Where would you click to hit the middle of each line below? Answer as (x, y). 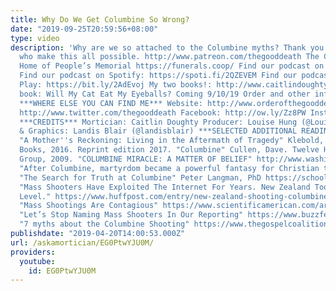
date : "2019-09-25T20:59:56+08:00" (84, 29)
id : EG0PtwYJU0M (62, 271)
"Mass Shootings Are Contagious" (89, 206)
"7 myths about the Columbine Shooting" (104, 224)
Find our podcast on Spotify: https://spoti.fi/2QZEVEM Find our (158, 76)
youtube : (37, 261)
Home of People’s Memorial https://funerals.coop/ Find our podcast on (172, 66)
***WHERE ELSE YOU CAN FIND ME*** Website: (111, 103)
